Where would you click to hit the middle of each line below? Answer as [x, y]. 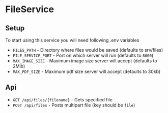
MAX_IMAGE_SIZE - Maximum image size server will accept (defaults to [85, 61]
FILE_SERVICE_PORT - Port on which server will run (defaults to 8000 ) [83, 55]
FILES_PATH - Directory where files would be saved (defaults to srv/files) [88, 50]
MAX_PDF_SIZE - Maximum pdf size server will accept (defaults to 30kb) [87, 71]
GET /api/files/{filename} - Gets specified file [63, 99]
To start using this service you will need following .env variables [72, 40]
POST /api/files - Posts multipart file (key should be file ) [74, 105]
